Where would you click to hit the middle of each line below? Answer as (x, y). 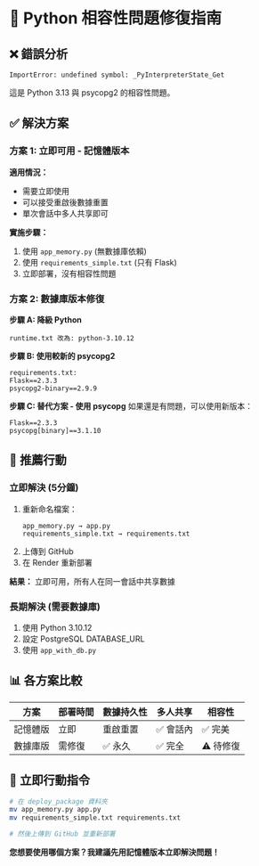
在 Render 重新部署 (57, 562)
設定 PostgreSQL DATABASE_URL (83, 639)
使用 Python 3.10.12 (57, 627)
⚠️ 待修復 (221, 746)
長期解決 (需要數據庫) (55, 607)
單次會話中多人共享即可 (65, 213)
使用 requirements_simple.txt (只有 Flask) (100, 262)
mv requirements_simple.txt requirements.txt (95, 818)
